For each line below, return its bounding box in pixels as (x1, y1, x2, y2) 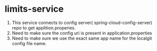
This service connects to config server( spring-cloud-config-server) (11, 20, 153, 25)
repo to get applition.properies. (11, 25, 76, 30)
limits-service (4, 3, 64, 15)
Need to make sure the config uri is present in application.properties (11, 30, 153, 36)
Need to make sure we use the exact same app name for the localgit (11, 35, 153, 41)
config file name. (11, 40, 47, 46)
